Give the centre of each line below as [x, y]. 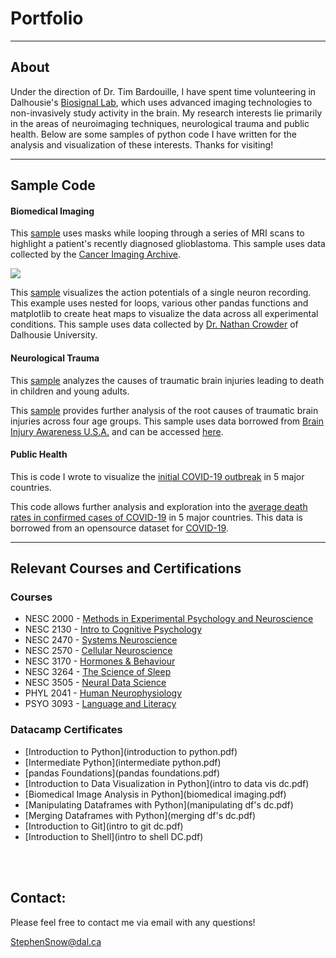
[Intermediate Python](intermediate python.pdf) [123, 762]
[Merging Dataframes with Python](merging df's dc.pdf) [140, 815]
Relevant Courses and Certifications [126, 568]
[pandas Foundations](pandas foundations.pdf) [122, 773]
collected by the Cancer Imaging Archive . [96, 254]
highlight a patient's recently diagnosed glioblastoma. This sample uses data [168, 244]
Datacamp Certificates [66, 730]
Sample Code [53, 185]
